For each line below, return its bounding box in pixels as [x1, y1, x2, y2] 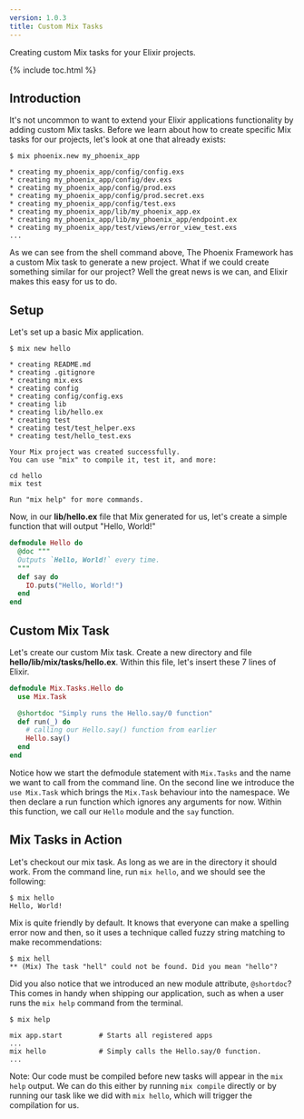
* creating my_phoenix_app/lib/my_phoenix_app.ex [9, 207, 201, 216]
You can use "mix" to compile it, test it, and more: [9, 455, 218, 465]
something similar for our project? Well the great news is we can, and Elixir [9, 266, 289, 277]
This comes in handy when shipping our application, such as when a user [9, 987, 284, 998]
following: [9, 875, 46, 886]
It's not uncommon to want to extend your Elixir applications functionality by [9, 115, 294, 125]
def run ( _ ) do [17, 717, 71, 726]
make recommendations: [9, 936, 103, 947]
